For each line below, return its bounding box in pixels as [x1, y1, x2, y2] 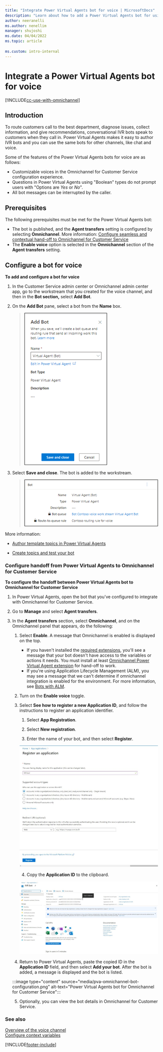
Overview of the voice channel [5, 1027, 66, 1033]
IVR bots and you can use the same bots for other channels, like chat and [5, 139, 151, 146]
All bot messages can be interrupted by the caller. [12, 190, 112, 195]
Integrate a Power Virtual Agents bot [5, 71, 155, 81]
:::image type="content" [12, 979, 61, 985]
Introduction [5, 111, 44, 119]
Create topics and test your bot [12, 550, 75, 556]
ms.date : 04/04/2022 [5, 34, 47, 39]
